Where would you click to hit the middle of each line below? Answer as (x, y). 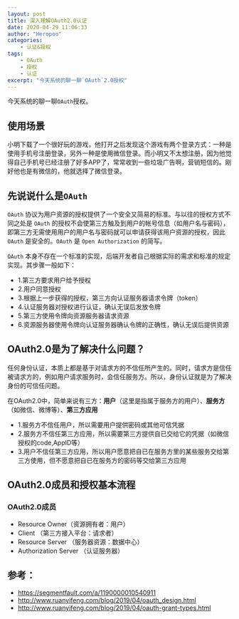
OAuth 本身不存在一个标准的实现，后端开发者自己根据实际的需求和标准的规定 (119, 256)
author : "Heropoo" (34, 34)
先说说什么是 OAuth (47, 196)
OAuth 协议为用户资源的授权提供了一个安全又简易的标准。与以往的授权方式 (116, 214)
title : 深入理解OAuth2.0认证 (47, 21)
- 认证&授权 (36, 47)
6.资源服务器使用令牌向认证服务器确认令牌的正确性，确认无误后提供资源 (123, 324)
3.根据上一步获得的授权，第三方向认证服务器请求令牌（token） (110, 298)
